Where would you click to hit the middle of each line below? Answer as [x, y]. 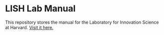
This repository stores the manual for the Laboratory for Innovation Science [82, 22]
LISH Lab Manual [40, 9]
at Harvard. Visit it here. [29, 27]
